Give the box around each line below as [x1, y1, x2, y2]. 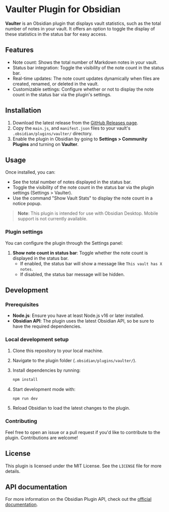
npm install [12, 377, 38, 382]
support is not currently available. [17, 216, 88, 222]
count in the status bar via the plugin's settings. [12, 91, 112, 97]
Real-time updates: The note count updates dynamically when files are [12, 75, 160, 82]
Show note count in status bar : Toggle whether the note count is [12, 250, 148, 256]
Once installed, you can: [5, 169, 55, 175]
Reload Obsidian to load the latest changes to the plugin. [12, 405, 130, 411]
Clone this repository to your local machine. [12, 347, 103, 353]
